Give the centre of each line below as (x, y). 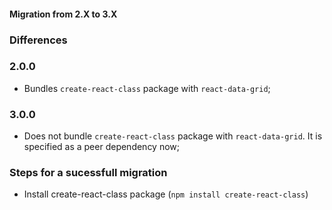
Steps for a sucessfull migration (88, 173)
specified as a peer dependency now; (102, 147)
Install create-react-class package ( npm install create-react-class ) (166, 194)
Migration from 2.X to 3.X (63, 14)
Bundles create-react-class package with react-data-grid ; (147, 88)
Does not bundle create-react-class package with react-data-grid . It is (173, 136)
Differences (38, 40)
